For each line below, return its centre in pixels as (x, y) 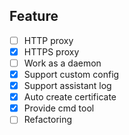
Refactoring (48, 120)
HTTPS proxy (51, 51)
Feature (34, 16)
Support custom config (71, 74)
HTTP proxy (48, 40)
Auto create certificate (70, 97)
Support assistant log (67, 86)
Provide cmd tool (59, 108)
